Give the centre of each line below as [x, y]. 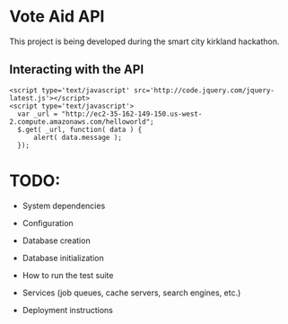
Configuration [48, 223]
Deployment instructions [68, 310]
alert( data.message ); [78, 137]
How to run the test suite [68, 275]
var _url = [38, 114]
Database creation [57, 241]
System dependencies [64, 206]
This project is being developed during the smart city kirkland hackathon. [144, 41]
